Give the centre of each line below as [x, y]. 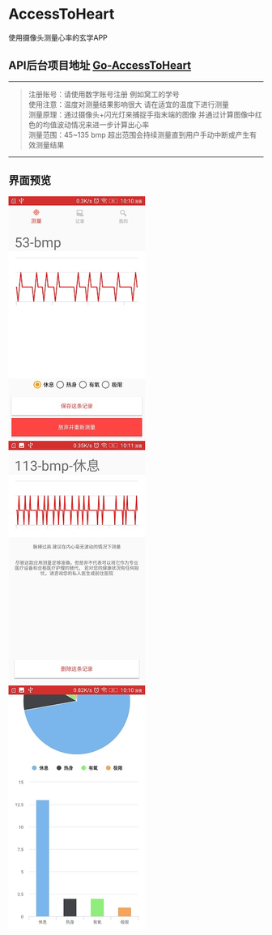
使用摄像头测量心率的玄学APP [58, 37]
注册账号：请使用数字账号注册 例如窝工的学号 [104, 94]
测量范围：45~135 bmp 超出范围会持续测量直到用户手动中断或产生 [139, 134]
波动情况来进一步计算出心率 [103, 124]
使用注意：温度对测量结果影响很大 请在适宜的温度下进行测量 [128, 104]
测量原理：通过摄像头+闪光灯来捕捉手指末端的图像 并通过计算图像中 [141, 114]
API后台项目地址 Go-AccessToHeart [100, 66]
